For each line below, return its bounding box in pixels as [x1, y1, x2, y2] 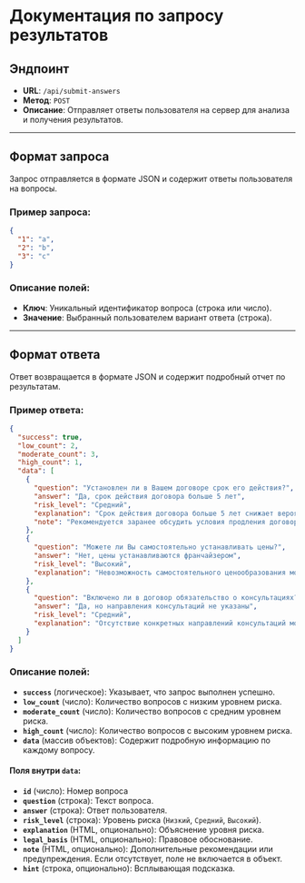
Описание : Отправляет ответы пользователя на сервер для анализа [22, 105, 290, 115]
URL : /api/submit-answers [22, 86, 121, 96]
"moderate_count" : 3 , [17, 450, 100, 459]
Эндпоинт [9, 61, 70, 76]
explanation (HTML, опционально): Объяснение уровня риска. [22, 825, 265, 836]
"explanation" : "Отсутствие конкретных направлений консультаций [33, 619, 286, 628]
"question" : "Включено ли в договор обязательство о [33, 594, 238, 603]
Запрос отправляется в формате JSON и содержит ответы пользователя [9, 173, 293, 184]
